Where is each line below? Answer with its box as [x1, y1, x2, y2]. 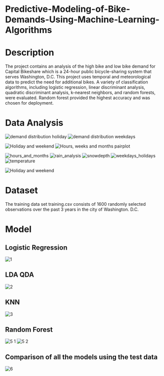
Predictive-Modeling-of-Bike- [5, 3, 130, 15]
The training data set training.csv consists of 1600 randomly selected [5, 201, 146, 207]
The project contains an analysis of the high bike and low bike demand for [5, 63, 156, 70]
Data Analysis [5, 117, 64, 129]
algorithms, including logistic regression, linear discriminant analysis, [5, 84, 146, 90]
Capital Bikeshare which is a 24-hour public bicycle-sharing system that [5, 69, 152, 75]
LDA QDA [5, 270, 35, 279]
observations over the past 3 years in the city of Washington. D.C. [5, 206, 139, 212]
